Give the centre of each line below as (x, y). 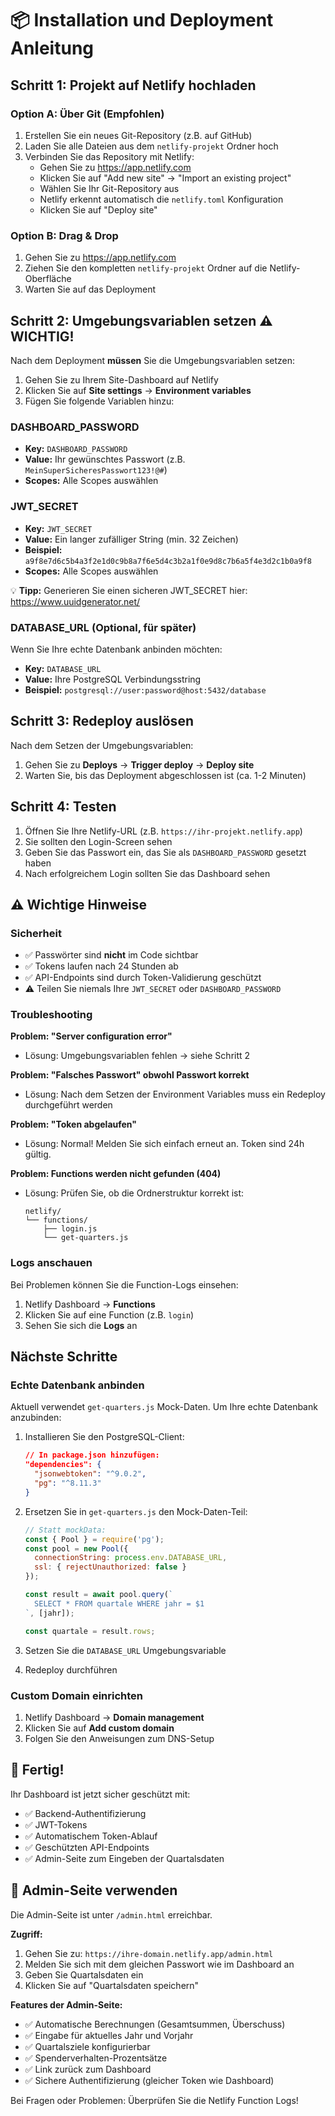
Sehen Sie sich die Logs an (81, 1325)
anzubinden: (36, 1418)
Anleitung (52, 48)
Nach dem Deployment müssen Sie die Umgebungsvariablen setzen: (153, 360)
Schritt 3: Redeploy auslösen (102, 721)
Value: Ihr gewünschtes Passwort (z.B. (105, 459)
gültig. (38, 1154)
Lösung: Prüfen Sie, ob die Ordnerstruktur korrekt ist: (134, 1193)
